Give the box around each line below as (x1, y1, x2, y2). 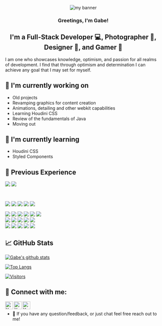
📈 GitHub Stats (5, 239, 54, 247)
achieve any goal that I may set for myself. (5, 67, 92, 73)
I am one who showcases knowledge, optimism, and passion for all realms (5, 56, 157, 62)
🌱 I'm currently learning (5, 135, 80, 143)
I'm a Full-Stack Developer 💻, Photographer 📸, (9, 33, 157, 42)
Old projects (12, 94, 38, 100)
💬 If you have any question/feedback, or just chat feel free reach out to (12, 311, 157, 317)
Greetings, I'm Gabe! (57, 17, 109, 24)
